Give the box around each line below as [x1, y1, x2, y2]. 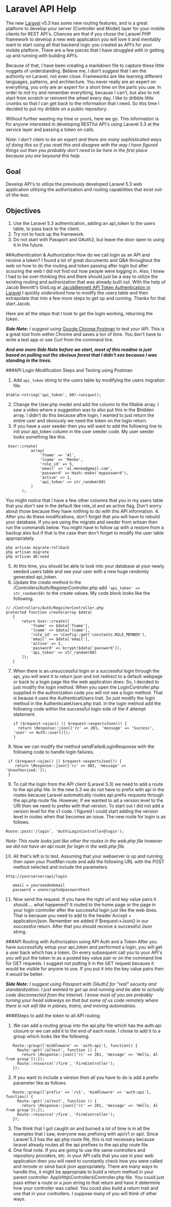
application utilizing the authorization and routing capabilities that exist [6, 186, 154, 192]
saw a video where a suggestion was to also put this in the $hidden [13, 407, 154, 413]
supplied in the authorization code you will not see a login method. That [13, 689, 163, 695]
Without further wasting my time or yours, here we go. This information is [6, 115, 159, 121]
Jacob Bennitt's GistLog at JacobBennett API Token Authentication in [6, 284, 151, 290]
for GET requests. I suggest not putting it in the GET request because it [6, 960, 154, 966]
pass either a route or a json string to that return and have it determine [13, 1179, 160, 1186]
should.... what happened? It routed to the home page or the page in [13, 901, 156, 908]
